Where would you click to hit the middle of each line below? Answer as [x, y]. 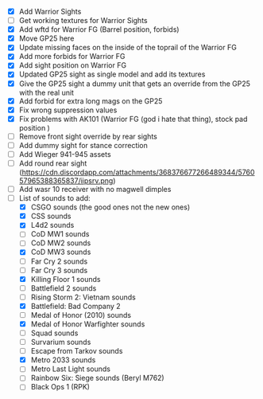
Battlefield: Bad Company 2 [75, 306]
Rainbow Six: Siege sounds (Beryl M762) [97, 378]
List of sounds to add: [54, 198]
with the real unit [46, 92]
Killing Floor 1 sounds [66, 279]
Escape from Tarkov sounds [77, 351]
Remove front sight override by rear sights [88, 136]
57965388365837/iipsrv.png [66, 181]
